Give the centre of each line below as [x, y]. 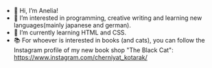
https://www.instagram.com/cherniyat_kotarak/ [80, 57]
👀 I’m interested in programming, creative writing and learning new [108, 18]
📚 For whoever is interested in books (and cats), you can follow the [109, 40]
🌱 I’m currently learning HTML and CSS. [70, 32]
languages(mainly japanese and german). [72, 25]
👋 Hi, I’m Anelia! [36, 11]
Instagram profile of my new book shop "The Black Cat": [93, 50]
